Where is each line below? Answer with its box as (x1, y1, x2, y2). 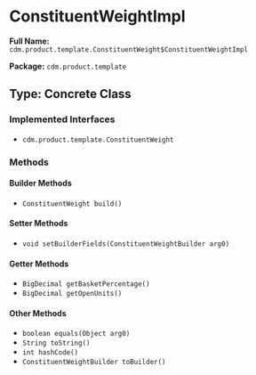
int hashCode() (21, 348, 79, 357)
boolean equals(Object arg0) (21, 330, 131, 338)
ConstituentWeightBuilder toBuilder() (21, 358, 166, 367)
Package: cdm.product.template (9, 61, 127, 71)
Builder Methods (9, 178, 73, 189)
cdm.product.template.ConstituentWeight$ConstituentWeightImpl (9, 45, 249, 54)
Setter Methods (9, 218, 68, 229)
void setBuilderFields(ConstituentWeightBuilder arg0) (21, 239, 230, 249)
